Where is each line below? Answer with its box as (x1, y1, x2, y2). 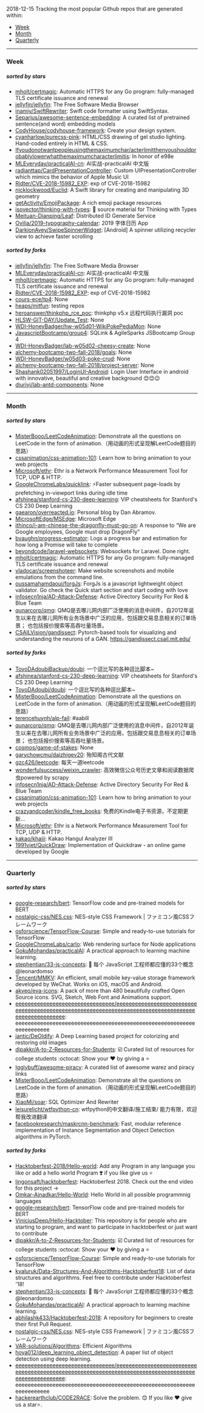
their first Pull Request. (15, 1320, 73, 1328)
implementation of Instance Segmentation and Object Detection (15, 1126, 175, 1134)
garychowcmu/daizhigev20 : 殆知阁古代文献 (15, 751, 124, 758)
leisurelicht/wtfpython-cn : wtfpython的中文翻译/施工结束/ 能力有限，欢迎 (15, 1105, 197, 1112)
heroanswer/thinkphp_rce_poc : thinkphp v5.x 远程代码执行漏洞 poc (15, 309, 183, 317)
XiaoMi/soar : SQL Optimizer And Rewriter (15, 1098, 119, 1106)
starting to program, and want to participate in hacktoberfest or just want (15, 1223, 198, 1231)
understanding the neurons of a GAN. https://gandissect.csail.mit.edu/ (15, 635, 191, 642)
